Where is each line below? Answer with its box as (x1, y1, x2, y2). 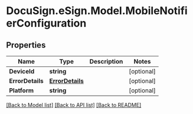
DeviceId (9, 68, 35, 75)
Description (89, 58, 123, 65)
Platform (9, 86, 34, 95)
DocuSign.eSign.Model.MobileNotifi (6, 4, 188, 18)
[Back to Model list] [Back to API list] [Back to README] (6, 102, 142, 108)
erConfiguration (6, 16, 87, 30)
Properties (6, 40, 46, 50)
